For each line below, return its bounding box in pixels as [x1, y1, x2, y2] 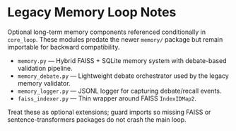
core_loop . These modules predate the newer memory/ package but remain [7, 35, 223, 43]
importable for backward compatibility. [7, 42, 120, 51]
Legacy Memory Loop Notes [7, 4, 177, 21]
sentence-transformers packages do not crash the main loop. [7, 115, 187, 124]
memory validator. [17, 79, 71, 87]
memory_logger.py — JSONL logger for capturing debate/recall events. [17, 86, 222, 95]
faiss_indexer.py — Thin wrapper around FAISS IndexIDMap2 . [17, 93, 196, 103]
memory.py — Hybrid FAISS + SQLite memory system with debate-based [17, 56, 227, 64]
